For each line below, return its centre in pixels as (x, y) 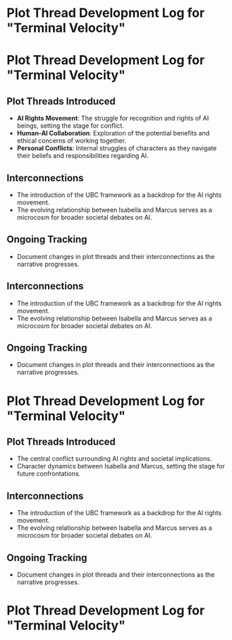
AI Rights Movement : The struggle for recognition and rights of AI (113, 119)
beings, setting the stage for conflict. (71, 126)
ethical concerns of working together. (71, 141)
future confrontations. (49, 473)
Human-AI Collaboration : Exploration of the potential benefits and (113, 133)
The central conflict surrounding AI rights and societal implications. (114, 459)
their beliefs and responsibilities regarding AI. (83, 156)
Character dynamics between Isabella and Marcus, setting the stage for (121, 466)
